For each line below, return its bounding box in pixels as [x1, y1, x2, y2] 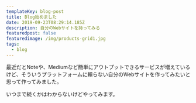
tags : [6, 42, 19, 47]
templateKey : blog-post [6, 8, 64, 15]
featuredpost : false [6, 30, 57, 36]
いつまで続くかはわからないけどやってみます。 [6, 90, 118, 97]
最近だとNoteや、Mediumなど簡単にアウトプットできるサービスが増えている [6, 63, 191, 70]
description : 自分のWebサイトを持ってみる [6, 25, 101, 31]
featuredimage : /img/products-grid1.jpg [6, 36, 106, 42]
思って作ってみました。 [6, 78, 63, 85]
